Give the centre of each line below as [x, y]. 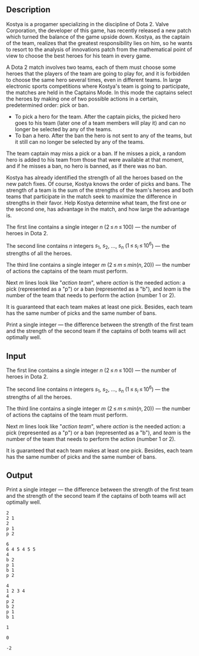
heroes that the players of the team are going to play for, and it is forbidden [98, 73]
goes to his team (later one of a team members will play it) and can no [100, 123]
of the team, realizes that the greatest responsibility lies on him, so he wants [99, 43]
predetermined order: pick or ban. [48, 105]
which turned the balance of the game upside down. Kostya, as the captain [98, 37]
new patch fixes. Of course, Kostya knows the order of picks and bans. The [99, 184]
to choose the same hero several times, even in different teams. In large [94, 80]
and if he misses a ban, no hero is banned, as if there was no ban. [87, 166]
